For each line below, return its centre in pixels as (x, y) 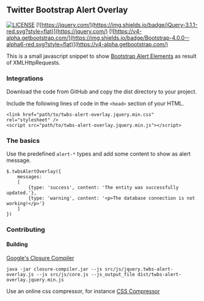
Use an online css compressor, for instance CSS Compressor (83, 291)
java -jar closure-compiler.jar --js (54, 269)
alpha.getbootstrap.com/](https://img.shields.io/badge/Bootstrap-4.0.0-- (98, 38)
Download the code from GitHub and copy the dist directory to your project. (102, 92)
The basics (23, 141)
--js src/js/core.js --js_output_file (86, 274)
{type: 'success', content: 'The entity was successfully (104, 188)
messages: (30, 177)
